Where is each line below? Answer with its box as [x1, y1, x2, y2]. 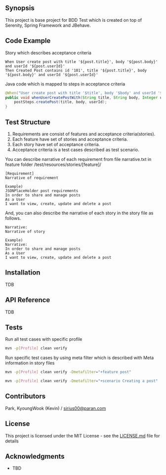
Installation [5, 269, 41, 277]
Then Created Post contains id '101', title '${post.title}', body [5, 68, 147, 73]
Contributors [5, 392, 46, 400]
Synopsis [5, 4, 35, 12]
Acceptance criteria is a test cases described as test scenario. [12, 147, 139, 153]
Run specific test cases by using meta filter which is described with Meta [5, 355, 154, 361]
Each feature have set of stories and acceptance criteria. [12, 136, 128, 142]
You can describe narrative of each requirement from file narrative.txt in [5, 156, 152, 162]
